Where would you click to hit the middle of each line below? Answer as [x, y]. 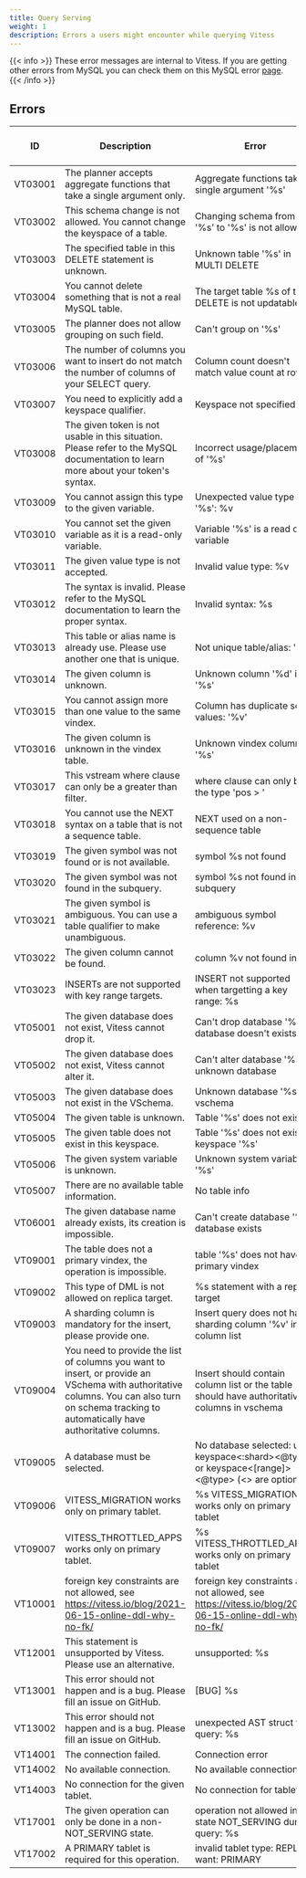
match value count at [240, 372]
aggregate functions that [118, 184]
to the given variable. [110, 509]
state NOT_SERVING [238, 1822]
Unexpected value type [245, 497]
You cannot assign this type [124, 497]
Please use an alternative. [120, 1664]
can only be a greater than [121, 787]
